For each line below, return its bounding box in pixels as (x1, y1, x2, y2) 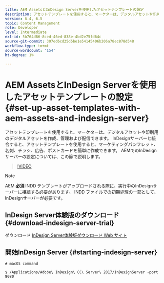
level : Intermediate (5, 30, 47, 35)
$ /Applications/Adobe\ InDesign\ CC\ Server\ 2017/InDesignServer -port (5, 269, 159, 275)
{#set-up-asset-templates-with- (5, 102, 141, 113)
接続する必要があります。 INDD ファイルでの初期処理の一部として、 (21, 189, 159, 195)
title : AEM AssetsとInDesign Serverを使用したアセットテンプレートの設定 (5, 7, 144, 12)
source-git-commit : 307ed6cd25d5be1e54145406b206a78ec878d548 (5, 39, 134, 44)
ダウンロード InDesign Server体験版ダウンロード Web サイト (5, 232, 127, 238)
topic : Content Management (5, 20, 60, 26)
